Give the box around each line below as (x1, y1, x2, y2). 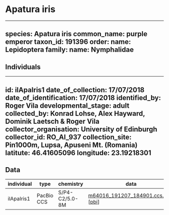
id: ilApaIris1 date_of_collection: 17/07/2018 (5, 86, 145, 94)
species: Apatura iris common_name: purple (5, 30, 147, 38)
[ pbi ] (88, 198, 100, 205)
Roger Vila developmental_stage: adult (5, 101, 130, 110)
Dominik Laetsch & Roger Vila (5, 117, 100, 125)
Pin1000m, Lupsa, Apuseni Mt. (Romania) (5, 140, 138, 149)
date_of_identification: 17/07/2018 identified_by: (5, 93, 161, 102)
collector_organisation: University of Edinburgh (5, 125, 157, 133)
